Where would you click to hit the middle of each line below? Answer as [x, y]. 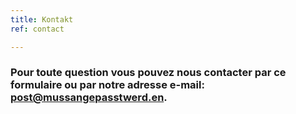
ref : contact [37, 29]
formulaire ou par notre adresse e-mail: [107, 85]
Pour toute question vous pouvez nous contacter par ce [148, 73]
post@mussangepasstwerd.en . [89, 98]
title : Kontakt [42, 19]
